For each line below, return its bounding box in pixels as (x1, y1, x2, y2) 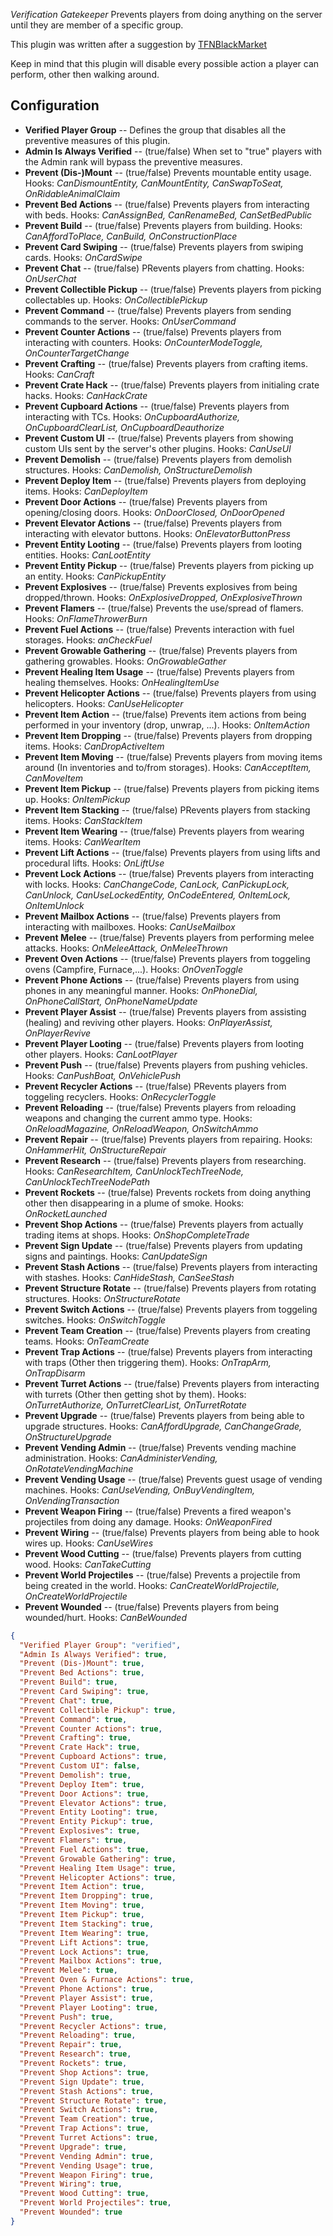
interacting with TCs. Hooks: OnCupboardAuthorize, (24, 410, 240, 423)
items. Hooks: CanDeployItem (24, 485, 148, 497)
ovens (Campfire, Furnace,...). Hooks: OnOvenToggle (24, 963, 244, 975)
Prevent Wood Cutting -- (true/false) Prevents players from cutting (24, 1547, 302, 1559)
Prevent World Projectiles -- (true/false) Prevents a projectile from (24, 1569, 301, 1581)
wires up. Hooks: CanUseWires (24, 1537, 154, 1549)
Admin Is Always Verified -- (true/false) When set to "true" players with (24, 145, 323, 157)
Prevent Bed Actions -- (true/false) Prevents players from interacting (24, 198, 310, 210)
